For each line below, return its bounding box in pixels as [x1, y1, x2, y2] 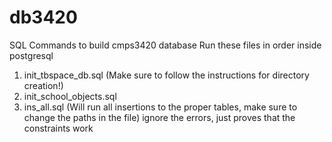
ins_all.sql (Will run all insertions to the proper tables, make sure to [23, 101, 298, 113]
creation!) [23, 79, 64, 91]
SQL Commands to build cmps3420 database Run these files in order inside [9, 39, 322, 51]
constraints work [23, 122, 94, 134]
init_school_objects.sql [23, 90, 117, 102]
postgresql [9, 49, 54, 61]
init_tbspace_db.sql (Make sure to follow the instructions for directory [23, 69, 310, 81]
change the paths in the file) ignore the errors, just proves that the [23, 111, 296, 123]
